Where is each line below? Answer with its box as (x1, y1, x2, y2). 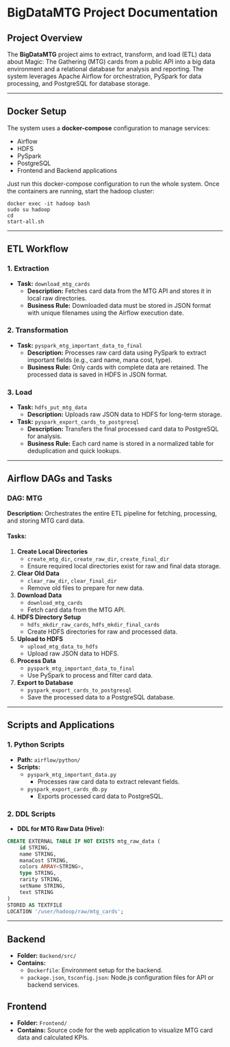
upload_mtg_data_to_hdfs (27, 643, 99, 650)
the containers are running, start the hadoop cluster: (7, 186, 155, 195)
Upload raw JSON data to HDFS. (27, 649, 120, 658)
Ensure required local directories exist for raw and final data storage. (27, 562, 221, 570)
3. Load (7, 387, 33, 397)
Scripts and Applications (7, 719, 115, 731)
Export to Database (16, 678, 73, 686)
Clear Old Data (16, 569, 60, 577)
